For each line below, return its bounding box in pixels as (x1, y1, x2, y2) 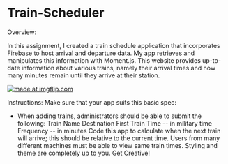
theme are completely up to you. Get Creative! (17, 149, 150, 157)
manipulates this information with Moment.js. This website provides (7, 56, 201, 64)
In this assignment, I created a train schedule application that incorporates (7, 41, 221, 50)
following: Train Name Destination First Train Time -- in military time (17, 119, 213, 127)
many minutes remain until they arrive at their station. (7, 71, 160, 80)
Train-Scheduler (7, 5, 105, 21)
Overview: (7, 28, 37, 36)
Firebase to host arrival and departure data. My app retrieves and (7, 49, 195, 57)
